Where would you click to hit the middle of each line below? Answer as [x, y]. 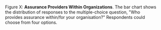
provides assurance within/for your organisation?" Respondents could [75, 17]
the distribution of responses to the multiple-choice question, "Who [72, 12]
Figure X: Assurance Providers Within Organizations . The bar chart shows [81, 7]
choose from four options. [31, 22]
